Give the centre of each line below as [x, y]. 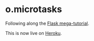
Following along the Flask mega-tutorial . [47, 23]
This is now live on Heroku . [34, 33]
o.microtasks [34, 9]
